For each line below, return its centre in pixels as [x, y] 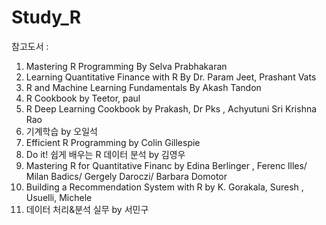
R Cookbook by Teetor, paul [83, 98]
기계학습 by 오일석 [61, 131]
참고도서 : [30, 46]
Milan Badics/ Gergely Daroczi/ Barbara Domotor [126, 176]
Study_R [46, 17]
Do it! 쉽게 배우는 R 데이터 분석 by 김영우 [105, 154]
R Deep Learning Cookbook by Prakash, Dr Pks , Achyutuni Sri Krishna [171, 108]
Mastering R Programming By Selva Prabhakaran [126, 66]
